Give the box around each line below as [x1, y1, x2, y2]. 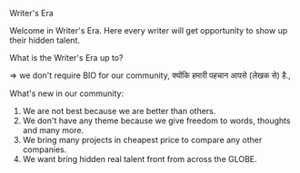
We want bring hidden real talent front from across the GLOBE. [22, 154, 257, 164]
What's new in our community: [9, 88, 125, 99]
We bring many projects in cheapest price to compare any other [22, 135, 263, 145]
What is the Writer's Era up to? [9, 53, 124, 62]
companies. [22, 144, 67, 155]
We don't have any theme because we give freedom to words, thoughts [22, 115, 291, 126]
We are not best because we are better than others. [22, 106, 216, 116]
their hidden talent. [9, 35, 80, 45]
